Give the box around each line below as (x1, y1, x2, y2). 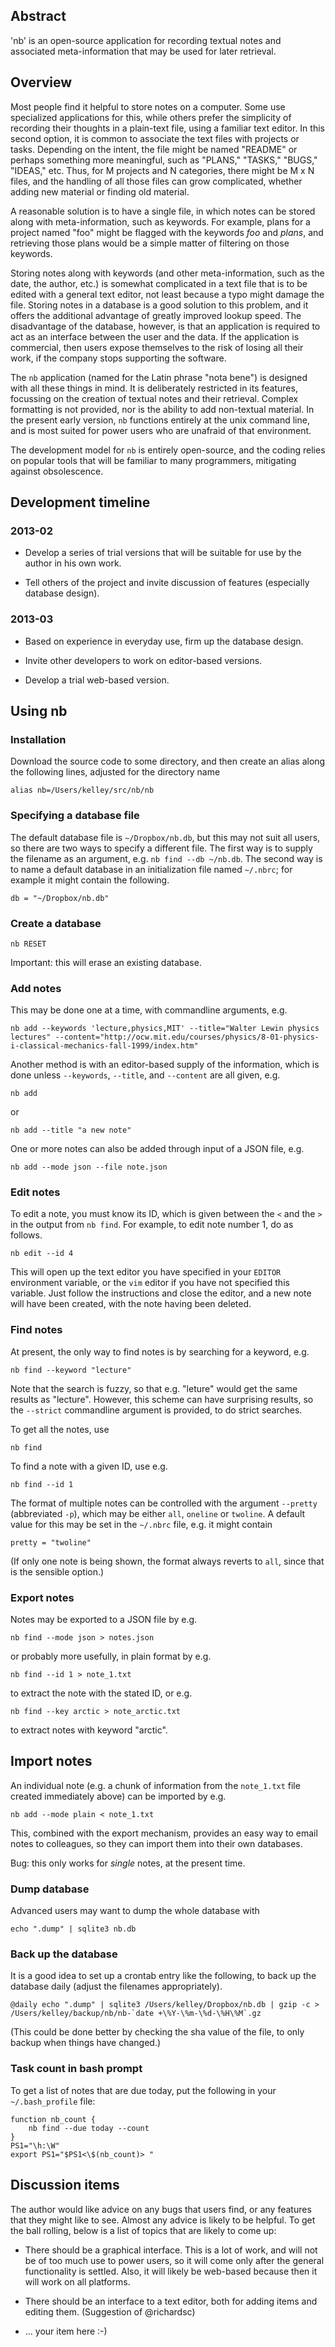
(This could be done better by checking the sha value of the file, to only (10, 2026, 305, 2038)
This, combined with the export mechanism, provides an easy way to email (10, 1827, 318, 1839)
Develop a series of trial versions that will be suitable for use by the (24, 547, 302, 559)
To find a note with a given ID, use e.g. (10, 1460, 168, 1472)
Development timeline (10, 494, 151, 511)
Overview (10, 74, 73, 91)
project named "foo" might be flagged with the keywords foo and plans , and (10, 226, 324, 238)
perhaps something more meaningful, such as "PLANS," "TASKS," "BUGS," (10, 154, 318, 166)
